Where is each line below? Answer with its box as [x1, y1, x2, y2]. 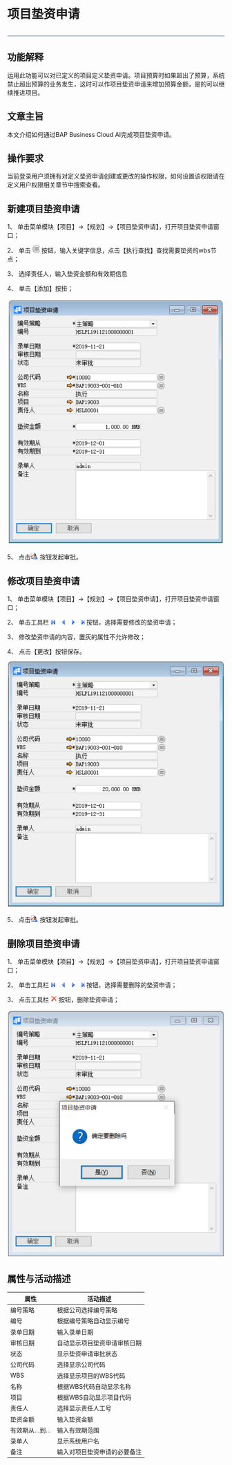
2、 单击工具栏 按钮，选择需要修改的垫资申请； [7, 618, 177, 627]
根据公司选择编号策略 [57, 1306, 118, 1314]
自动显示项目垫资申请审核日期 [57, 1338, 142, 1347]
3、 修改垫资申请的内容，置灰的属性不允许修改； [7, 633, 146, 641]
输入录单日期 [57, 1327, 94, 1336]
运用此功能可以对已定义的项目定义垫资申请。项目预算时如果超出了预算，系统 [7, 71, 225, 80]
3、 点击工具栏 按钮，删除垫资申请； [7, 995, 119, 1004]
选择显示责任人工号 [57, 1404, 112, 1412]
